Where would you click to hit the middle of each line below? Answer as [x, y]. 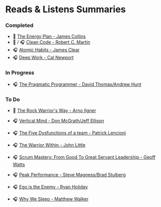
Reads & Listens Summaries [66, 9]
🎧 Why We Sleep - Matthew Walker [51, 199]
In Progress [20, 73]
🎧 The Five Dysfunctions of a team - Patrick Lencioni [69, 133]
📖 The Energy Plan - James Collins [49, 36]
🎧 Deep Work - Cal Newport [43, 58]
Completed [19, 26]
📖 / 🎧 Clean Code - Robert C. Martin [51, 42]
